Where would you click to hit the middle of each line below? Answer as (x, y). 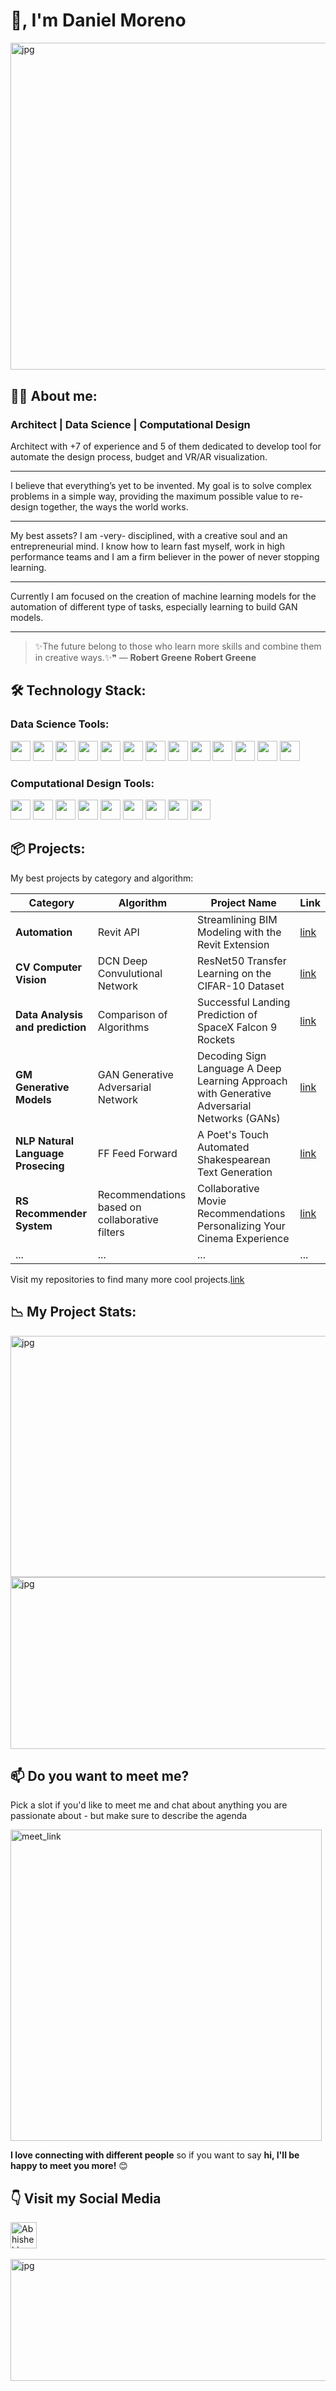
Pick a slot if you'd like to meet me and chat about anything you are (149, 1805)
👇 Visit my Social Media (86, 2198)
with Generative (234, 1093)
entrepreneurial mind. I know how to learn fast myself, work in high (147, 546)
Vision (31, 979)
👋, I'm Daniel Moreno (98, 20)
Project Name (243, 902)
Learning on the (234, 973)
